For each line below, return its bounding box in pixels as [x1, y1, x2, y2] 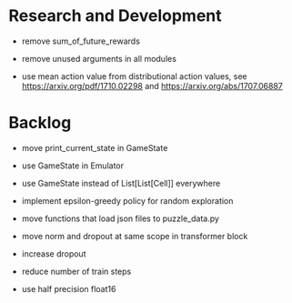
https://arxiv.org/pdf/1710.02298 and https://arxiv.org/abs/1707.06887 [21, 80, 284, 91]
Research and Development [8, 5, 222, 26]
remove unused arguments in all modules [21, 53, 176, 64]
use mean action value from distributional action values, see [21, 70, 247, 82]
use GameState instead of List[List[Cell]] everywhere [21, 177, 221, 188]
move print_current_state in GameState [21, 142, 168, 153]
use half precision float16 [21, 283, 116, 294]
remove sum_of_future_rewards [21, 35, 140, 46]
